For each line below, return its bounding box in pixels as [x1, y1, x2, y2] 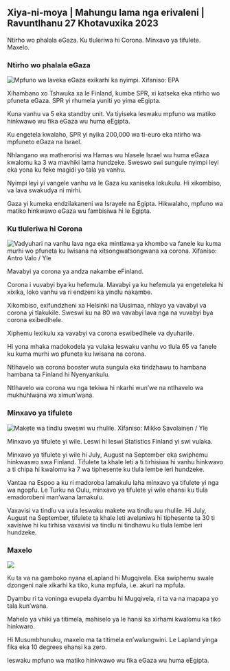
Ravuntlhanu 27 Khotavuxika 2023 [7, 18, 159, 30]
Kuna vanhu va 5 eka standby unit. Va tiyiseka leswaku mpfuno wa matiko [7, 110, 216, 118]
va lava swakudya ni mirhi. [7, 186, 82, 194]
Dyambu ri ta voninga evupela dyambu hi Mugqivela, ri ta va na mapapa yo [7, 595, 218, 602]
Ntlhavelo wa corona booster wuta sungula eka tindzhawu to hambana [7, 363, 207, 372]
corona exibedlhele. [7, 316, 63, 324]
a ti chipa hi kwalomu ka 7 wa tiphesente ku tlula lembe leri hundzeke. [7, 465, 205, 473]
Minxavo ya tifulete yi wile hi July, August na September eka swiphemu [7, 451, 208, 459]
